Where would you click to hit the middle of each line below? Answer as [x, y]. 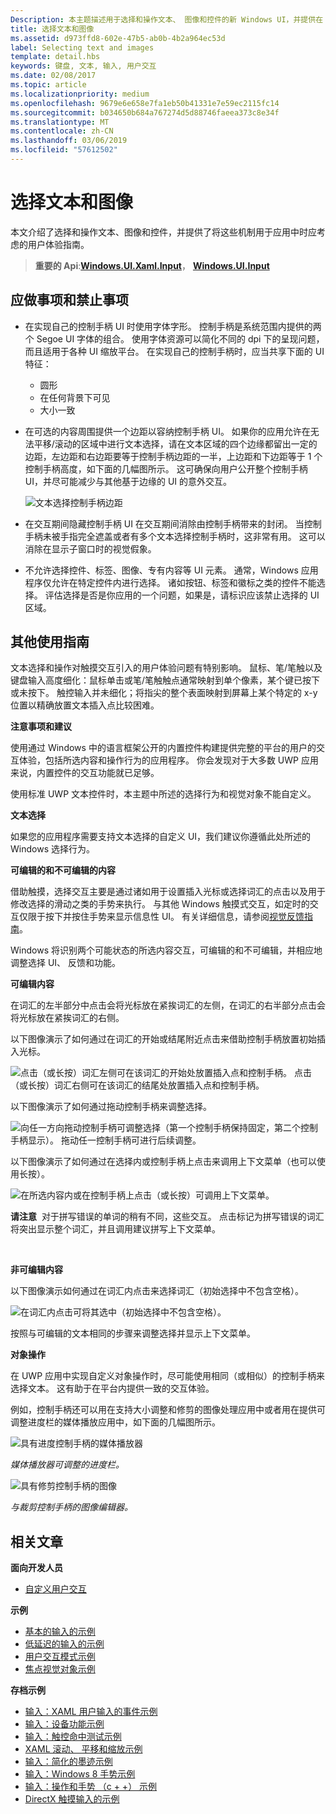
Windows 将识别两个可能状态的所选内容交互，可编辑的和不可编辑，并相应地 [166, 950]
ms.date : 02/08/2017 [53, 76]
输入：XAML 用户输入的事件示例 [91, 1712]
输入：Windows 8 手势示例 [80, 1774]
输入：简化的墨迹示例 [68, 1762]
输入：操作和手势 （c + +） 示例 [91, 1787]
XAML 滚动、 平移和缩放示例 [83, 1749]
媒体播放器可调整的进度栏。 [67, 1465]
